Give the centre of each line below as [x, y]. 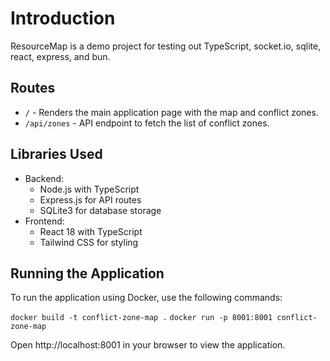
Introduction [63, 18]
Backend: [44, 178]
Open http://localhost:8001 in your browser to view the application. [148, 345]
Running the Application [87, 273]
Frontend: [44, 221]
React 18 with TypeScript [91, 231]
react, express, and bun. [60, 56]
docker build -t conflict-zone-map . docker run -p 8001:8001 [141, 318]
